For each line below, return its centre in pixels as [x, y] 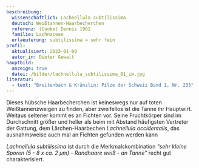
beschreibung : [24, 12]
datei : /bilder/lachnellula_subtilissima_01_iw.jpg [79, 74]
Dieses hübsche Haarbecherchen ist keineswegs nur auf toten [84, 102]
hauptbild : [20, 62]
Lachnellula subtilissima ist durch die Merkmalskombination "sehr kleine [96, 146]
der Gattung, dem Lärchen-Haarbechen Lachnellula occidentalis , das [93, 128]
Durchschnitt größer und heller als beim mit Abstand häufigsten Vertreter [97, 122]
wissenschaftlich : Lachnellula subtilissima [69, 18]
